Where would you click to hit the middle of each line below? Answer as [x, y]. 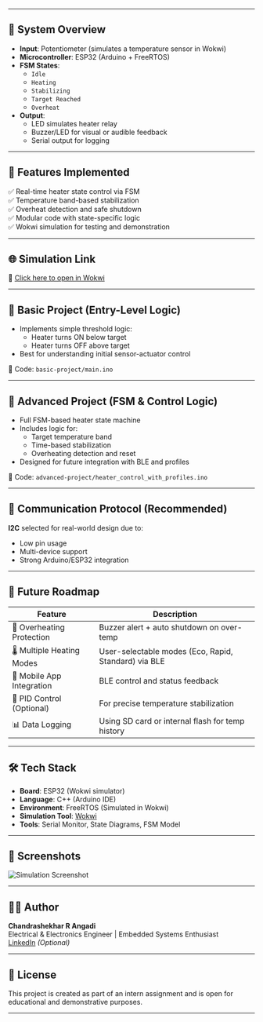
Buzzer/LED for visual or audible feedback [99, 132]
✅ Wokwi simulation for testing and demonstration [89, 226]
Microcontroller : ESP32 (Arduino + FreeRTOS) [94, 57]
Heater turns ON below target [79, 338]
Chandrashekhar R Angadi [52, 926]
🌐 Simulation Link [52, 259]
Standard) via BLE [132, 662]
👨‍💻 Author [34, 907]
